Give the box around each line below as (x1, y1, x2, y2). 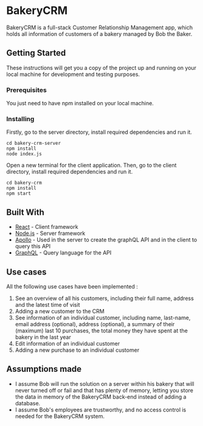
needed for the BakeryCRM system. (15, 412, 105, 420)
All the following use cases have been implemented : (6, 282, 139, 290)
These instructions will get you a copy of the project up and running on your (6, 64, 196, 71)
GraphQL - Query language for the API (15, 249, 112, 256)
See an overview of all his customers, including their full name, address (15, 295, 194, 302)
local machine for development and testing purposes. (6, 71, 140, 78)
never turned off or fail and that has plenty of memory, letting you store (15, 386, 193, 394)
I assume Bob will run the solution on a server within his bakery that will (15, 380, 194, 387)
